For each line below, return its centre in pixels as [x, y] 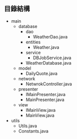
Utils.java [28, 126]
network [27, 78]
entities [33, 42]
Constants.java [33, 131]
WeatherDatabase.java [48, 63]
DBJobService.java [52, 58]
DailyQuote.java [41, 73]
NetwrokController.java [49, 84]
